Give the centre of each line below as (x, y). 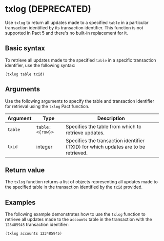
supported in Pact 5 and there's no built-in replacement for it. (67, 33)
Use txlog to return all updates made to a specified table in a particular (77, 22)
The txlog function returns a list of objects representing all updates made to (81, 182)
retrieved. (77, 153)
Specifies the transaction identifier (105, 140)
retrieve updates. (85, 132)
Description (111, 118)
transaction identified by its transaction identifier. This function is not (74, 27)
